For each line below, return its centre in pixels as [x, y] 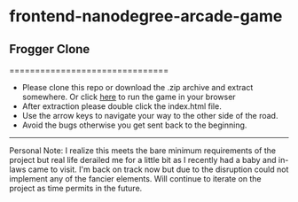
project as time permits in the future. [76, 188]
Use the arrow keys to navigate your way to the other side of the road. [150, 116]
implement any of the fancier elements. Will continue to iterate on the [135, 179]
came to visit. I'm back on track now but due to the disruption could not [158, 169]
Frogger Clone [50, 49]
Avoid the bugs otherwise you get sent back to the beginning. [134, 125]
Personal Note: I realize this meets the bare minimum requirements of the [143, 151]
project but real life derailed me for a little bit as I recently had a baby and [143, 160]
